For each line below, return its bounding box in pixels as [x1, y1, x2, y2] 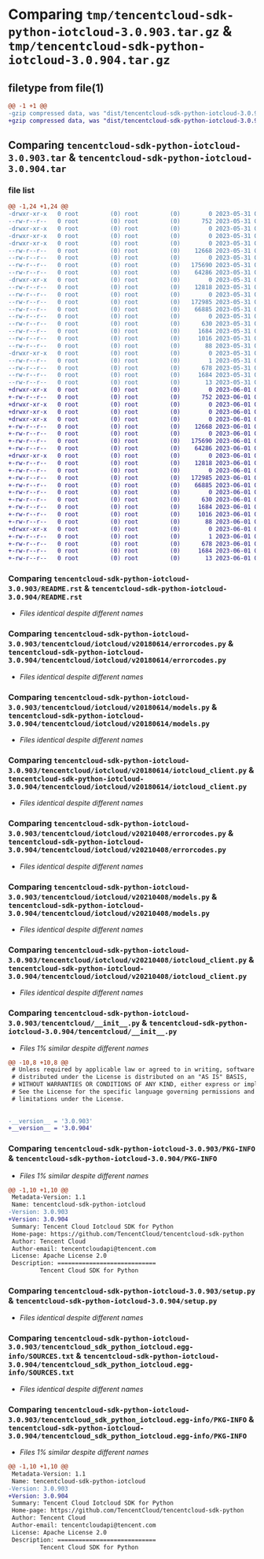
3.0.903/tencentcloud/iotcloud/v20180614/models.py [8, 703, 211, 712]
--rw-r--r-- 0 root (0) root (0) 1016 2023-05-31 [8, 335, 251, 343]
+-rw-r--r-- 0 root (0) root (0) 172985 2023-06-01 [8, 474, 251, 482]
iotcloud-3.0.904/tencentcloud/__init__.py [8, 1027, 178, 1036]
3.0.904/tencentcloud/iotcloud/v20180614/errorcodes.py [8, 656, 226, 665]
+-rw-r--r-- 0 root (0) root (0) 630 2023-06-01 [8, 496, 251, 504]
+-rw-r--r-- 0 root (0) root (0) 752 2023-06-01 [8, 393, 251, 401]
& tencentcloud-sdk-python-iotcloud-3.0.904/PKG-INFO [8, 1153, 218, 1164]
